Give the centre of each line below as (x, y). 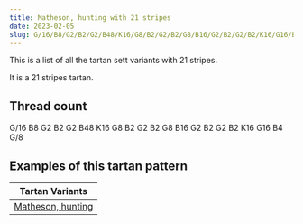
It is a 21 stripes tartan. (51, 78)
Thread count (48, 106)
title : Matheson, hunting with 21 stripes (90, 18)
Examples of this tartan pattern (98, 166)
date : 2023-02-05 (42, 26)
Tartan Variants (54, 191)
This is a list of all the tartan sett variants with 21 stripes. (114, 61)
